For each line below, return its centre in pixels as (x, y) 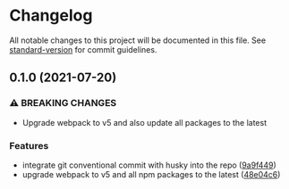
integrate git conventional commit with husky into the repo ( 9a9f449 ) (149, 165)
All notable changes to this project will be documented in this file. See (138, 40)
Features (29, 145)
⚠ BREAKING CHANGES (63, 103)
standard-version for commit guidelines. (83, 49)
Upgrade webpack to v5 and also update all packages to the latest (144, 122)
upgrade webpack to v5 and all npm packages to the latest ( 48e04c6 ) (151, 174)
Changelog (51, 16)
